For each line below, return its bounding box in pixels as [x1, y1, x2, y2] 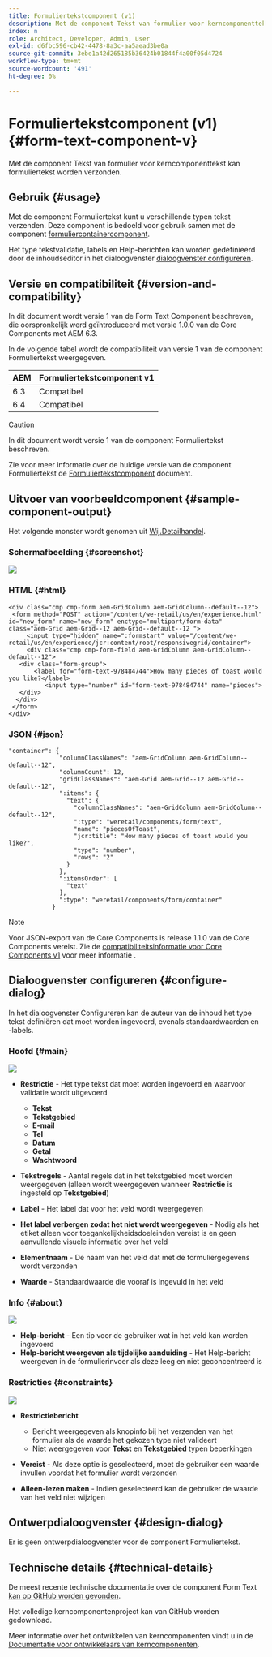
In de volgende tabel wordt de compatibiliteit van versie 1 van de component [8, 344, 263, 354]
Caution [8, 420, 35, 430]
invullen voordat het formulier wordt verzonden [19, 1468, 178, 1478]
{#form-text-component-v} [8, 131, 198, 150]
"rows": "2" [73, 853, 114, 861]
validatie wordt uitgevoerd [19, 1088, 108, 1097]
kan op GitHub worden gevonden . [8, 1591, 121, 1601]
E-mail [32, 1121, 55, 1130]
